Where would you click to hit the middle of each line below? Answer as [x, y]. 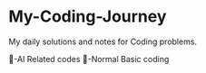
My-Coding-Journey [88, 17]
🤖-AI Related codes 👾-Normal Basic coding [89, 59]
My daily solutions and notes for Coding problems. [103, 41]
